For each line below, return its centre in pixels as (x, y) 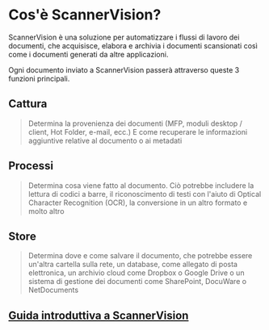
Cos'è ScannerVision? (85, 15)
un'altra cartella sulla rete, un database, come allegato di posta (133, 265)
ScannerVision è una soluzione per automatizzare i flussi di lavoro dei (124, 37)
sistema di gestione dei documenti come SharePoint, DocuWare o (137, 282)
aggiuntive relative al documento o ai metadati (105, 140)
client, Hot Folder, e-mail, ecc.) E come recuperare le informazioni (138, 132)
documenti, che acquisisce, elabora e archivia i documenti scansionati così (133, 45)
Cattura (28, 104)
